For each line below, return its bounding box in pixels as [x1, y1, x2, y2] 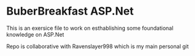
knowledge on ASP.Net [6, 30, 65, 38]
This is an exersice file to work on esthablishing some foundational [6, 24, 174, 32]
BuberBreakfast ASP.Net [6, 4, 134, 18]
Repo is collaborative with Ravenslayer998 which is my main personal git [6, 43, 189, 50]
